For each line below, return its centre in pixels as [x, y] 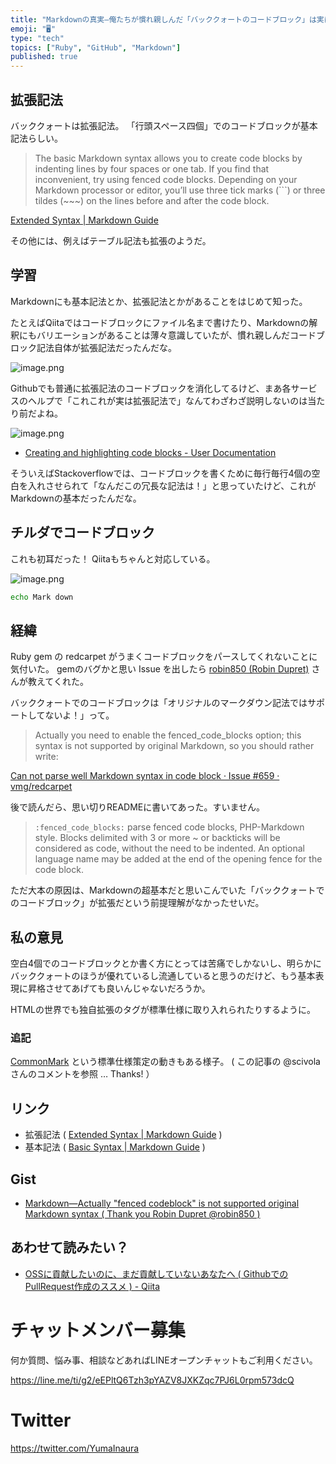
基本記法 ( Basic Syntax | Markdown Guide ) [115, 1147]
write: [46, 757]
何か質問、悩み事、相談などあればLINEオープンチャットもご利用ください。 [164, 1360]
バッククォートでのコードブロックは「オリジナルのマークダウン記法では [159, 703]
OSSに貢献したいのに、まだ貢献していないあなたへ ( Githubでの [156, 1273]
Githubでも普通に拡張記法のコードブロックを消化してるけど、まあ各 [151, 388]
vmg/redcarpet [41, 787]
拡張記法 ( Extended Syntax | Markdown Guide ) [123, 1135]
